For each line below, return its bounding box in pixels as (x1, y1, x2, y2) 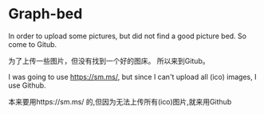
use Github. (8, 81, 46, 90)
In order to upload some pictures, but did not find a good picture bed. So (8, 31, 247, 41)
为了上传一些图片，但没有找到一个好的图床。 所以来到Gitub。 (8, 56, 210, 65)
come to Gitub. (8, 39, 57, 49)
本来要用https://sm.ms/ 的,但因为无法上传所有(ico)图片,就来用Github (8, 96, 232, 106)
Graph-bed (8, 5, 83, 23)
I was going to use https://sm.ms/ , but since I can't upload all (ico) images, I (8, 72, 257, 81)
